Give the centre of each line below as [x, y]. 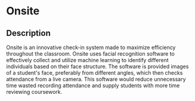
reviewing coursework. [34, 92]
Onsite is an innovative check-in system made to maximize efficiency [91, 47]
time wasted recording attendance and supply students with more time [93, 85]
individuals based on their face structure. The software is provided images [97, 66]
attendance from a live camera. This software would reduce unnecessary [96, 79]
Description [28, 33]
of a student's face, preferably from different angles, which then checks [95, 73]
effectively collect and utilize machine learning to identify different [87, 60]
